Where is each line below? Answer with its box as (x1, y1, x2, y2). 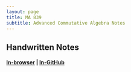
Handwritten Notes (6, 42, 80, 52)
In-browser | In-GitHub (6, 59, 65, 66)
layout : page (6, 8, 39, 15)
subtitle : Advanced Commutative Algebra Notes (6, 20, 126, 26)
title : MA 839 (6, 14, 42, 20)
